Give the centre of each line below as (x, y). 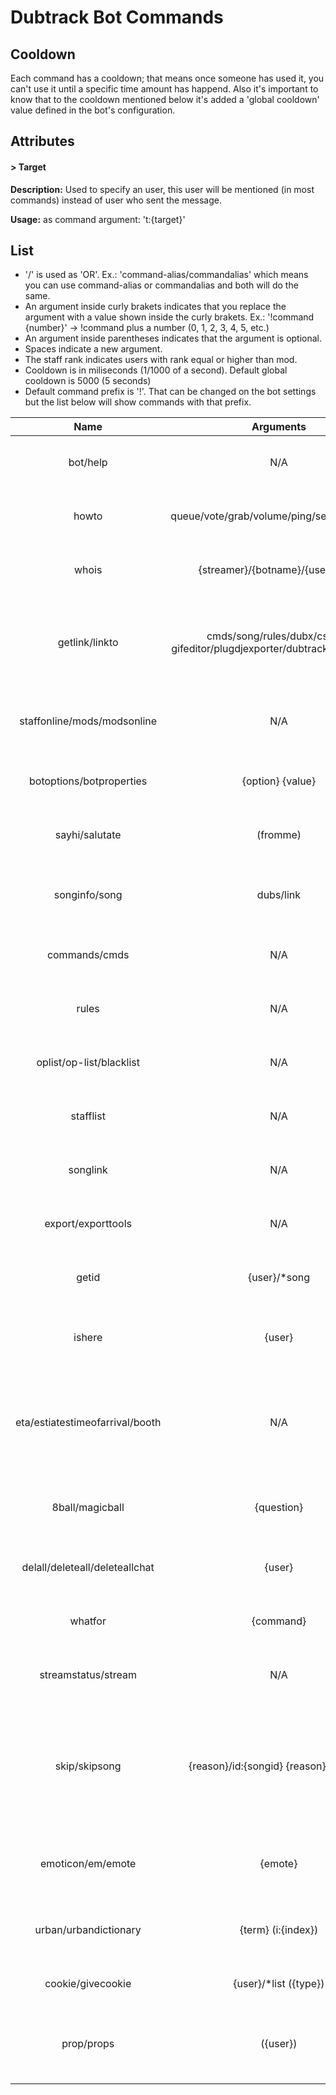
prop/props (88, 2044)
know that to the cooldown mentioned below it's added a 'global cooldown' (165, 99)
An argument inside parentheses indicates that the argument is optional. (173, 338)
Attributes (42, 141)
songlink (88, 1170)
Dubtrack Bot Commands (117, 17)
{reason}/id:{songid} (236, 1766)
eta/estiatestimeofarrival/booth (88, 1423)
